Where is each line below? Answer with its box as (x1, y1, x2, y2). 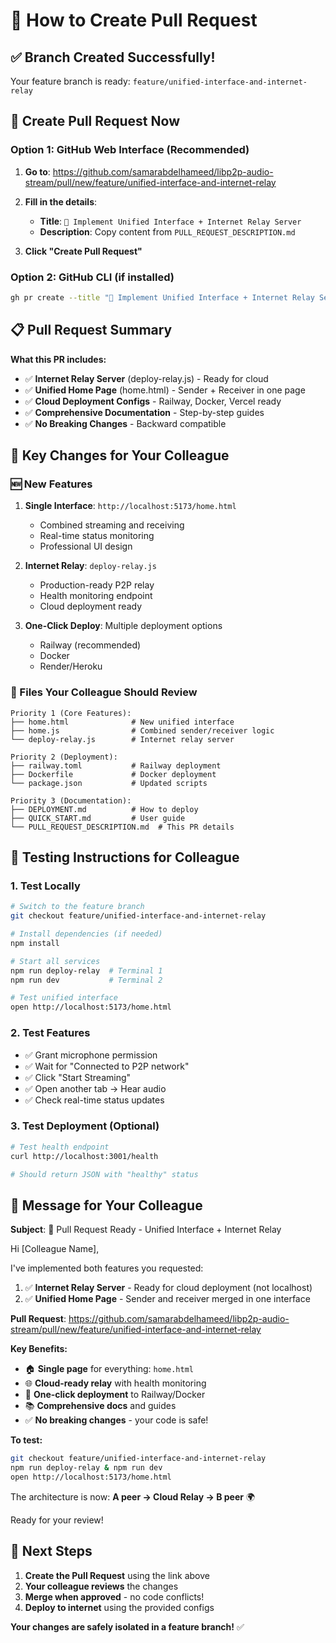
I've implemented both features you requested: (10, 1262, 204, 1274)
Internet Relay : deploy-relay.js (24, 560, 157, 572)
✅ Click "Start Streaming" (24, 1071, 132, 1083)
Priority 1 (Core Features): (10, 708, 132, 718)
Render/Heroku (39, 660, 103, 673)
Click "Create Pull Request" (24, 245, 143, 257)
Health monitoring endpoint (39, 590, 153, 602)
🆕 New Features (10, 477, 93, 491)
